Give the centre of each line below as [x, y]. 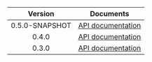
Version [41, 14]
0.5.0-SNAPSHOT [41, 25]
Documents [110, 14]
